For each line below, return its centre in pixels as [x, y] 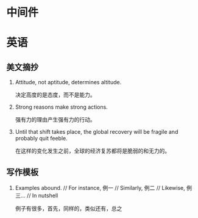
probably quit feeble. [41, 139]
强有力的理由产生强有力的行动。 [55, 120]
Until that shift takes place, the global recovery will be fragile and [97, 132]
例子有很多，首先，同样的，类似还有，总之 [69, 209]
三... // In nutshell [37, 195]
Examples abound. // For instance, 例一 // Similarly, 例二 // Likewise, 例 [103, 188]
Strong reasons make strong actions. [61, 107]
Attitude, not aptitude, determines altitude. [68, 82]
